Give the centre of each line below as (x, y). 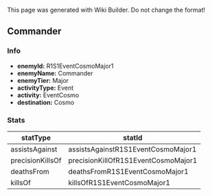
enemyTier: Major (43, 80)
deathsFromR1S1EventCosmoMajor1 (128, 171)
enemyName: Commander (55, 73)
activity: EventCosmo (48, 95)
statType (36, 138)
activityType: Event (45, 88)
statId (133, 138)
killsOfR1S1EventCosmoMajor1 (119, 182)
